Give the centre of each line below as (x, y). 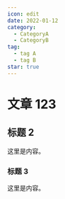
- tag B (25, 60)
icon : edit (23, 14)
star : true (23, 67)
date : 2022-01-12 (33, 21)
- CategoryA (31, 34)
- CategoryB (31, 41)
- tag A (25, 54)
